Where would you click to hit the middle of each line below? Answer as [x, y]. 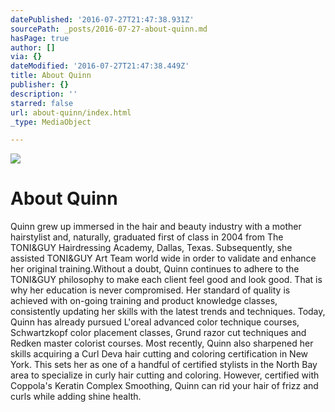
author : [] [33, 47]
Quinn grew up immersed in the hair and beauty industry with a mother [156, 227]
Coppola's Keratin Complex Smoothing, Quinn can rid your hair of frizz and [164, 386]
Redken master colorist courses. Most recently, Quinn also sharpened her [162, 343]
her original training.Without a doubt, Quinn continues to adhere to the [155, 269]
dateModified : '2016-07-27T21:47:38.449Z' [100, 66]
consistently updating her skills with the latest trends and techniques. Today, [168, 312]
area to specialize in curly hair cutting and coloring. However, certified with [165, 375]
